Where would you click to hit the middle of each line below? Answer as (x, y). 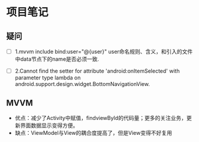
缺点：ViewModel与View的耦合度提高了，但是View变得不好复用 (94, 132)
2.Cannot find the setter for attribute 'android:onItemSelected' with (97, 71)
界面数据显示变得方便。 (49, 125)
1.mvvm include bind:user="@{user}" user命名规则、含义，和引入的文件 (104, 52)
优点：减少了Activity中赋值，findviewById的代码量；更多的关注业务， (101, 118)
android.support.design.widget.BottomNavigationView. (82, 84)
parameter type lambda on (48, 78)
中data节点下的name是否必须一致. (57, 59)
